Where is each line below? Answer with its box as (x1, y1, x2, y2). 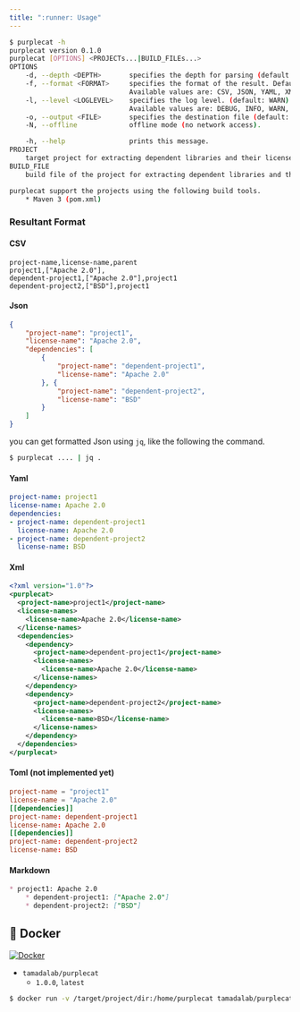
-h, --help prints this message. (25, 137, 210, 146)
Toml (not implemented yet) (9, 767, 114, 778)
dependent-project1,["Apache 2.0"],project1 (9, 274, 178, 283)
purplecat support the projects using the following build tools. (9, 186, 262, 195)
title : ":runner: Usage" (9, 13, 102, 22)
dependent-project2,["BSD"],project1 (9, 281, 150, 291)
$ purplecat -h (9, 38, 66, 47)
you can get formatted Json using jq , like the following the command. (9, 436, 265, 447)
